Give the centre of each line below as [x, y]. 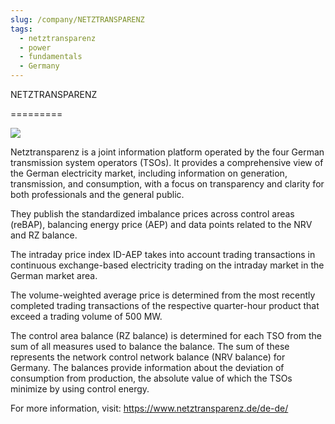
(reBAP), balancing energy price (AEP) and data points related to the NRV [161, 224]
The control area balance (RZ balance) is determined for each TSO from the [166, 335]
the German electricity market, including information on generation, [149, 173]
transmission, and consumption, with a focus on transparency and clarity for [167, 184]
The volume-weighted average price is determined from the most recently [163, 295]
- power [35, 47]
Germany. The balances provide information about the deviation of [147, 367]
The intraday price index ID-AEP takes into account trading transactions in [163, 254]
